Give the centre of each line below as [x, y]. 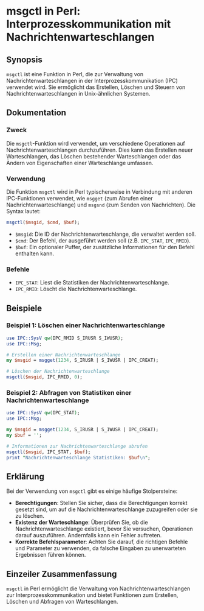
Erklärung [25, 476]
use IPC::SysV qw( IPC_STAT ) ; [43, 413]
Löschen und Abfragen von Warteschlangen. [62, 602]
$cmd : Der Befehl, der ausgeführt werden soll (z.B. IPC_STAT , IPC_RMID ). [103, 240]
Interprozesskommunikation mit [89, 24]
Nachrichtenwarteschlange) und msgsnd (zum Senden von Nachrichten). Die [101, 205]
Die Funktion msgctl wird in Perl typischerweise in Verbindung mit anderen [99, 192]
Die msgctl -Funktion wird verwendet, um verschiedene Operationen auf [96, 143]
